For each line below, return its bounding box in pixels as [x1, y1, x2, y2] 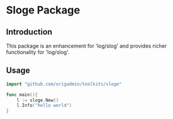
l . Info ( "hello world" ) [16, 103, 72, 108]
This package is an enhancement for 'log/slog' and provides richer [6, 42, 167, 49]
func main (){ [6, 91, 38, 97]
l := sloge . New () [16, 97, 59, 103]
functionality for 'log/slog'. [6, 49, 70, 56]
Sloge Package [6, 4, 80, 17]
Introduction [6, 27, 53, 37]
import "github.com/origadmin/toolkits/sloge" [6, 81, 122, 87]
